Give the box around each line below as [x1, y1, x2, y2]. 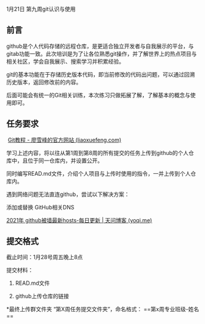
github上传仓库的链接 [15, 293, 69, 300]
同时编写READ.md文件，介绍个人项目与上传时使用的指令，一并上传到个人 [6, 170, 191, 177]
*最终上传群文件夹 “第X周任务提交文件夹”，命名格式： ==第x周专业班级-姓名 [6, 306, 199, 313]
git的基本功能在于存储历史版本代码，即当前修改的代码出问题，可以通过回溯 [6, 70, 195, 78]
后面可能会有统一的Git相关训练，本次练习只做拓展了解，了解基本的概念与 [6, 91, 191, 99]
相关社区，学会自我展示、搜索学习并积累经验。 [6, 58, 124, 65]
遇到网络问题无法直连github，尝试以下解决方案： [6, 190, 130, 198]
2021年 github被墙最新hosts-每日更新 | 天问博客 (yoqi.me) [6, 216, 152, 224]
